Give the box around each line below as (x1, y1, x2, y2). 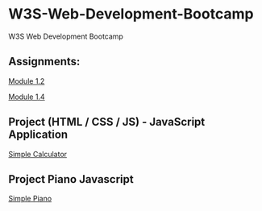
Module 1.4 (8, 92, 46, 101)
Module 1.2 (8, 76, 45, 85)
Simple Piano (8, 194, 52, 204)
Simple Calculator (8, 149, 67, 159)
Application (8, 128, 69, 142)
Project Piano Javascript (8, 172, 135, 186)
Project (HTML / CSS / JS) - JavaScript (8, 115, 206, 129)
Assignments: (8, 55, 81, 68)
